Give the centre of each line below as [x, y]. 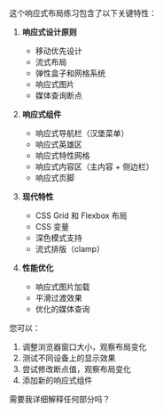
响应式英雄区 [58, 144]
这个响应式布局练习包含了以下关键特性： [83, 13]
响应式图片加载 [62, 287]
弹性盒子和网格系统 [70, 73]
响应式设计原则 [49, 32]
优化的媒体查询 [62, 309]
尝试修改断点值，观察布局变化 [76, 369]
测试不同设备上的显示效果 [69, 358]
